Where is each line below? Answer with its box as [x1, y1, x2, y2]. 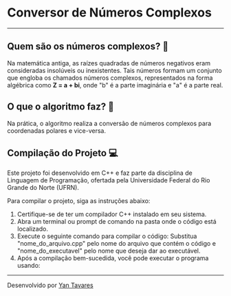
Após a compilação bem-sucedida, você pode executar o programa [16, 254, 209, 262]
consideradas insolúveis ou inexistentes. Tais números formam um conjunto [7, 66, 222, 74]
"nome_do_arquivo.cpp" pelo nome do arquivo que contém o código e [16, 240, 217, 248]
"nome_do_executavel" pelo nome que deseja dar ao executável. [16, 246, 201, 255]
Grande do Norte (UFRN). [7, 184, 79, 192]
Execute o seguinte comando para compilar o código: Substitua [16, 232, 197, 240]
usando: [16, 262, 41, 270]
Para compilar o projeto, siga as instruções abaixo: [7, 197, 151, 205]
